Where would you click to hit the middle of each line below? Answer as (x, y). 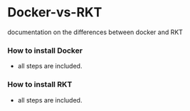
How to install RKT (40, 85)
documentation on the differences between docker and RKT (95, 32)
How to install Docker (45, 51)
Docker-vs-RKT (55, 12)
